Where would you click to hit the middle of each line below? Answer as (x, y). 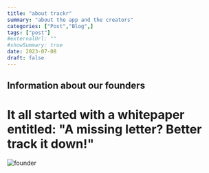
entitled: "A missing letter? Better (104, 130)
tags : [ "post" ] (29, 32)
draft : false (26, 58)
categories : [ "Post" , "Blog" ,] (51, 26)
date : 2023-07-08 (32, 52)
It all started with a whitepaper (96, 115)
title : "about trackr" (40, 13)
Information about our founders (76, 86)
